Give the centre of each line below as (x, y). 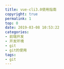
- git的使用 (16, 50)
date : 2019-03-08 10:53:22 (32, 28)
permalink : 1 (18, 18)
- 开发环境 (15, 41)
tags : (10, 55)
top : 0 (12, 23)
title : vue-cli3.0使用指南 (31, 9)
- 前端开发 (15, 37)
